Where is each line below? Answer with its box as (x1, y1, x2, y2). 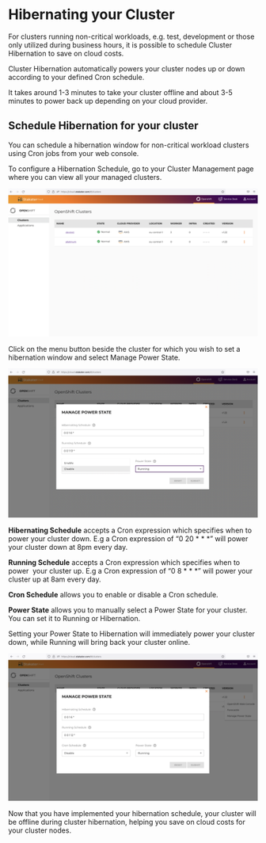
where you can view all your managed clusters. (8, 172, 162, 181)
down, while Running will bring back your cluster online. (8, 637, 191, 647)
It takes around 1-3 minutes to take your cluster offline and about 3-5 (8, 87, 234, 97)
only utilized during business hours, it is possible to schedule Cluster (8, 40, 232, 49)
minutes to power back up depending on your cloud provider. (8, 96, 208, 105)
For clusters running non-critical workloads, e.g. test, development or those (8, 32, 255, 41)
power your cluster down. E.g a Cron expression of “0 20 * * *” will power (8, 533, 249, 544)
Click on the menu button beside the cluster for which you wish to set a (8, 345, 241, 353)
